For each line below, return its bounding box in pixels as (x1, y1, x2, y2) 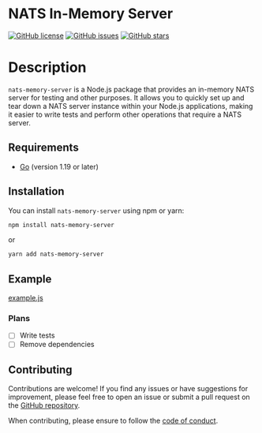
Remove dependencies (19, 340, 95, 349)
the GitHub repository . (8, 401, 80, 410)
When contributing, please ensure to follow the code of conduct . (8, 416, 219, 426)
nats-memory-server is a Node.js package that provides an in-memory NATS (8, 84, 255, 94)
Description (8, 58, 87, 77)
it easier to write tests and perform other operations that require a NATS (8, 110, 242, 119)
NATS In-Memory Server (8, 5, 174, 23)
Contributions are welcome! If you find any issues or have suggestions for (8, 384, 249, 394)
